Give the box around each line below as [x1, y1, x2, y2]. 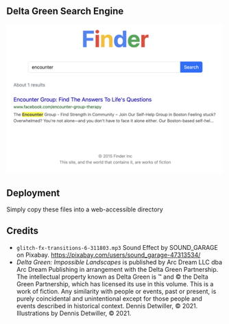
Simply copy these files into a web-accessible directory [6, 205, 164, 213]
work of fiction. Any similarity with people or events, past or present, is [16, 287, 217, 295]
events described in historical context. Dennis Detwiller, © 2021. [16, 301, 198, 310]
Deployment [6, 187, 60, 198]
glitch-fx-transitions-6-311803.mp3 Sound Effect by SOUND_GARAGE [16, 243, 219, 251]
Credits [6, 225, 39, 237]
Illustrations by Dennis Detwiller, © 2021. [16, 309, 132, 317]
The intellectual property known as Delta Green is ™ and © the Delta [16, 273, 208, 281]
